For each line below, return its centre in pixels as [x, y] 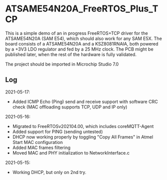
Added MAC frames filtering [41, 147]
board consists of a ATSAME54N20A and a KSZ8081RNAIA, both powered [82, 43]
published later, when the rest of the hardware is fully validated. [71, 54]
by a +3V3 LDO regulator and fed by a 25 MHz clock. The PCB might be [79, 49]
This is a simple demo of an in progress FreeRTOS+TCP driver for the [76, 33]
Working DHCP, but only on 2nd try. [49, 172]
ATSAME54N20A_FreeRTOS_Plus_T [82, 9]
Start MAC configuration [38, 142]
